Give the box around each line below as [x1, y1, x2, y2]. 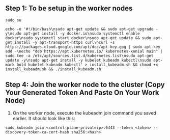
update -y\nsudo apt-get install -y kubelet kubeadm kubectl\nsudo [5, 58, 152, 63]
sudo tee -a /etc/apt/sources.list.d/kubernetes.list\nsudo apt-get [5, 53, 154, 58]
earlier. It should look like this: [12, 115, 75, 121]
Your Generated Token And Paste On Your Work [5, 89, 159, 97]
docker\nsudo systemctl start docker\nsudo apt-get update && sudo [5, 35, 152, 40]
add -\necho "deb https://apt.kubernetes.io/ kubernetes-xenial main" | [5, 48, 163, 54]
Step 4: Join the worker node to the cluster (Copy [5, 80, 165, 89]
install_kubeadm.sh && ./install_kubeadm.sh [5, 66, 101, 72]
